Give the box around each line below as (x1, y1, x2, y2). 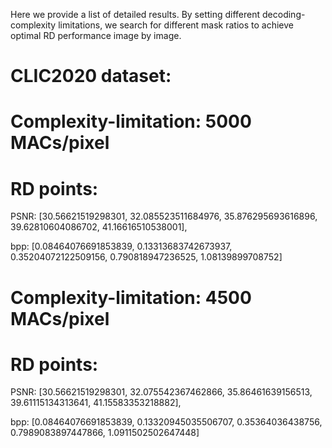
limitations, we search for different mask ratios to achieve (58, 19, 295, 31)
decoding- (262, 9, 306, 20)
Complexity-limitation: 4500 (10, 286, 252, 309)
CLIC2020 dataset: (10, 65, 172, 88)
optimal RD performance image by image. (10, 30, 182, 41)
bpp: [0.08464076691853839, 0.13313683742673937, (10, 240, 233, 253)
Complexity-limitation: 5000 (10, 110, 252, 133)
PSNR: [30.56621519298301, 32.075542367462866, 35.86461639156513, (10, 386, 313, 398)
